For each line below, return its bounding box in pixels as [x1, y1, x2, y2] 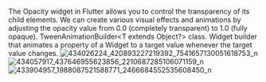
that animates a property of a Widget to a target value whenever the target [8, 40, 252, 50]
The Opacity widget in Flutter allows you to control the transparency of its [8, 7, 250, 16]
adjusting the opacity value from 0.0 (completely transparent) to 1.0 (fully [8, 24, 248, 32]
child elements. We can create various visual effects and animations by [8, 15, 241, 24]
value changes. [8, 49, 59, 58]
